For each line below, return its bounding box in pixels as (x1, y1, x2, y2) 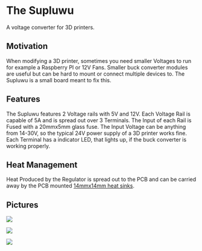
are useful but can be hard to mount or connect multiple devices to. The (6, 70, 185, 77)
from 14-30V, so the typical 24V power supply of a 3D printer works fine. (6, 129, 188, 137)
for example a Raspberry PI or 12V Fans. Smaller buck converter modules (6, 64, 188, 71)
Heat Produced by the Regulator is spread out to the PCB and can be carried (6, 176, 197, 183)
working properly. (6, 142, 50, 149)
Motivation (6, 41, 48, 51)
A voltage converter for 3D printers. (6, 24, 95, 31)
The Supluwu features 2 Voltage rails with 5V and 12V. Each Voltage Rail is (6, 110, 191, 117)
